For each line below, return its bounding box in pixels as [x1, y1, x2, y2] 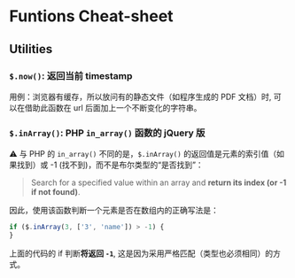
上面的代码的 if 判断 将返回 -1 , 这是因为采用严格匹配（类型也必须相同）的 [9, 248, 274, 259]
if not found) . [30, 187, 81, 197]
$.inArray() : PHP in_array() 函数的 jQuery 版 [9, 127, 206, 139]
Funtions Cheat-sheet [9, 6, 175, 27]
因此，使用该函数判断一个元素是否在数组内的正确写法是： [9, 205, 219, 216]
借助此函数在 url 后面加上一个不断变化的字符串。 [24, 102, 202, 112]
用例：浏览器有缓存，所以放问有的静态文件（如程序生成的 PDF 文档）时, [9, 91, 272, 102]
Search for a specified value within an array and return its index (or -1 [30, 177, 287, 188]
